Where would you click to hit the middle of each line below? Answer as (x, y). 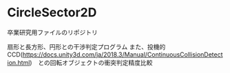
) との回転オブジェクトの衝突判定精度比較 (91, 62)
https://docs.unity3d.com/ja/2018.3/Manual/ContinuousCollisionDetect (123, 54)
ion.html (19, 62)
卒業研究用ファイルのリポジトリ (52, 32)
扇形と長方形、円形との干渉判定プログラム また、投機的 (86, 46)
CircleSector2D (52, 13)
